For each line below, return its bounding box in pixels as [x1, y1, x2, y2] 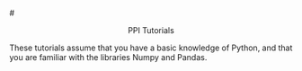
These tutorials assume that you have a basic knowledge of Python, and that [9, 42, 293, 53]
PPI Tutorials [127, 25, 175, 35]
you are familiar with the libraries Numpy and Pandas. [9, 52, 208, 62]
